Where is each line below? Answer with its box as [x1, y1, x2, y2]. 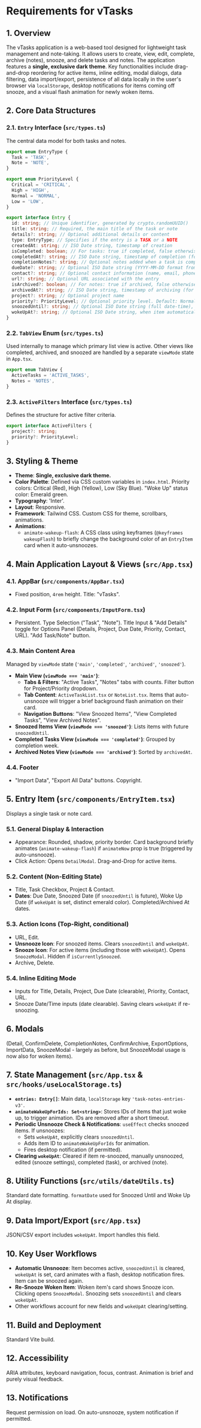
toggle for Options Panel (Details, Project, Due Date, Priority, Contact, [14, 625, 187, 633]
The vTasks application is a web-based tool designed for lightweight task [6, 44, 187, 51]
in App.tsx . [6, 355, 33, 362]
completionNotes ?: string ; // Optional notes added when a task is [11, 259, 184, 266]
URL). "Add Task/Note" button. [14, 632, 91, 639]
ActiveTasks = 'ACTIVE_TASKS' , [11, 373, 90, 379]
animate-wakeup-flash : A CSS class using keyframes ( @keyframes [23, 529, 184, 536]
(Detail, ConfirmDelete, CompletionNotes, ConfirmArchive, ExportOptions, [6, 1039, 188, 1047]
